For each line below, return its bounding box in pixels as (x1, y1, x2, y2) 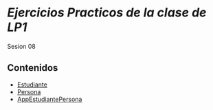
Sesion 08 (7, 42, 36, 50)
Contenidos (7, 62, 58, 74)
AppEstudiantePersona (16, 95, 82, 103)
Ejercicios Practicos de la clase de (7, 5, 207, 21)
